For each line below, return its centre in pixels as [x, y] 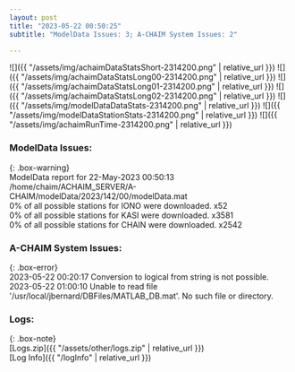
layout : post [34, 17]
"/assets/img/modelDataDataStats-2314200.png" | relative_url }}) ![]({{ [151, 106]
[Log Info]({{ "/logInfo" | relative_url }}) [80, 358]
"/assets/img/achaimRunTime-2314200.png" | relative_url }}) [121, 125]
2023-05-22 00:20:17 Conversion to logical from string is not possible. [139, 277]
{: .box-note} [33, 339]
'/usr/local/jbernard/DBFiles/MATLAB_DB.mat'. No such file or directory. [142, 296]
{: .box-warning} [39, 168]
